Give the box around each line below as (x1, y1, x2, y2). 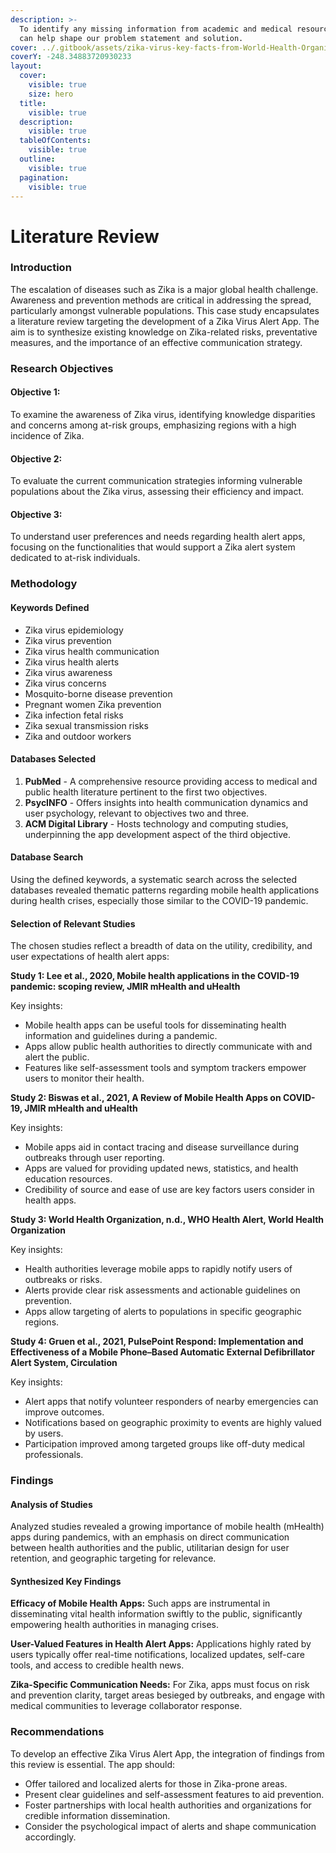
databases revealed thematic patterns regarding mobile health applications (10, 884, 320, 896)
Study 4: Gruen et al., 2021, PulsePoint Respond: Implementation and (10, 1336, 304, 1348)
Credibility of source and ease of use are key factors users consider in (24, 1184, 315, 1196)
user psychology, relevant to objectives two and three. (24, 807, 250, 819)
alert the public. (24, 1051, 90, 1063)
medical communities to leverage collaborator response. (10, 1700, 243, 1712)
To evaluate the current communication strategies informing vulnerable (10, 475, 303, 487)
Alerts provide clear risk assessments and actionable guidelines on (24, 1284, 301, 1296)
